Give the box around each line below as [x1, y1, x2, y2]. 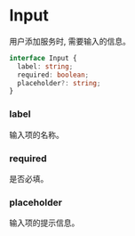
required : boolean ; [17, 70, 90, 79]
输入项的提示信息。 [9, 217, 80, 228]
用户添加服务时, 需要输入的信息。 [9, 36, 131, 46]
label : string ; [17, 61, 74, 71]
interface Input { [9, 53, 77, 62]
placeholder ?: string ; [17, 78, 101, 87]
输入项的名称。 [9, 129, 64, 140]
